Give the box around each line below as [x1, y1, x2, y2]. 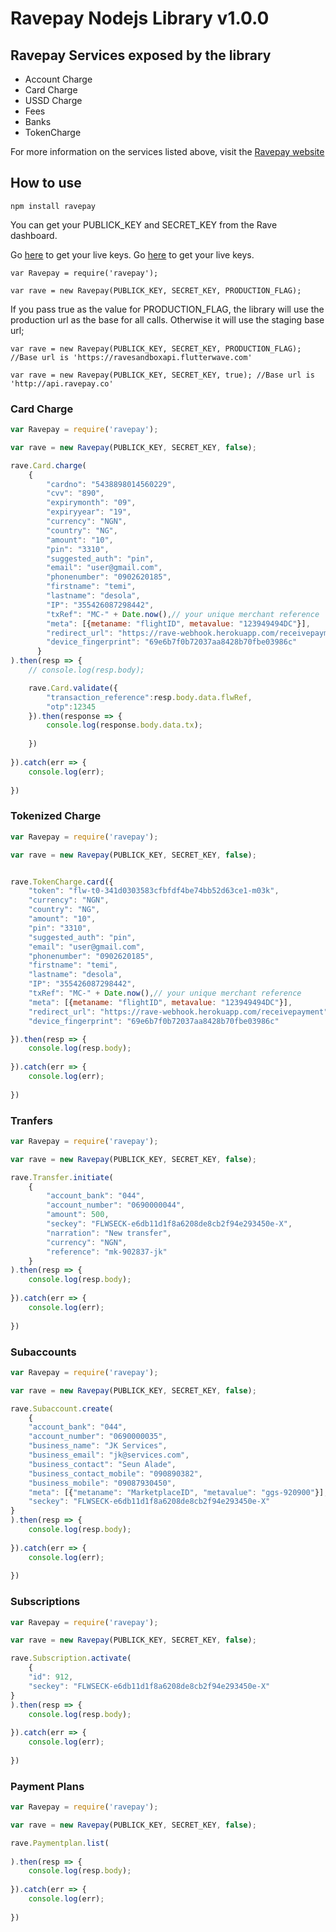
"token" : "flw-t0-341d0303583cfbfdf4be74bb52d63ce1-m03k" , [28, 886, 280, 896]
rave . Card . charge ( [10, 460, 87, 471]
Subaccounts [10, 1345, 77, 1359]
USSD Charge [24, 95, 83, 106]
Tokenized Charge [10, 809, 102, 823]
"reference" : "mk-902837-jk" [46, 1247, 168, 1257]
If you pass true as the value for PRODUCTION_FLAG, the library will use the [10, 303, 325, 315]
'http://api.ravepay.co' [10, 378, 114, 389]
